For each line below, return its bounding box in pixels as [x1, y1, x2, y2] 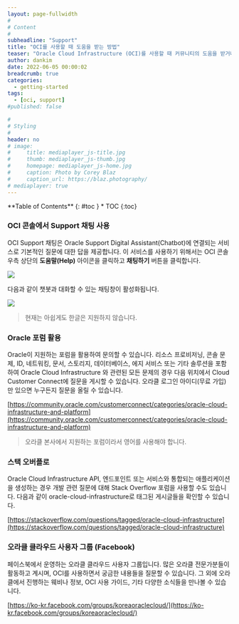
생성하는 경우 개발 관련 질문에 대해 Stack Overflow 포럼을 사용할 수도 [14, 484, 208, 492]
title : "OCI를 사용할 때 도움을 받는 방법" [7, 43, 121, 51]
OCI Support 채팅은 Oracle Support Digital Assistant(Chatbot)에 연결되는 [7, 238, 217, 246]
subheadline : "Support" [7, 37, 78, 44]
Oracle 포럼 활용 [7, 333, 62, 343]
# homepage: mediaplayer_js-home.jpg [7, 162, 132, 170]
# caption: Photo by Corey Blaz [7, 169, 116, 176]
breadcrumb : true [7, 70, 59, 77]
